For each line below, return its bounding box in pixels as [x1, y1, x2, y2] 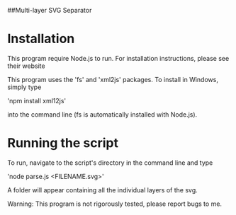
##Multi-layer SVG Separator [7, 6, 92, 14]
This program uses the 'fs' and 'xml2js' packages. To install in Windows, [7, 75, 218, 83]
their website [7, 62, 45, 70]
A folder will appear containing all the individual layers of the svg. [7, 185, 198, 194]
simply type [7, 83, 42, 91]
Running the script [7, 135, 119, 151]
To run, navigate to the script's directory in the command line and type [7, 158, 213, 167]
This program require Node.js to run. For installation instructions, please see [7, 54, 230, 62]
